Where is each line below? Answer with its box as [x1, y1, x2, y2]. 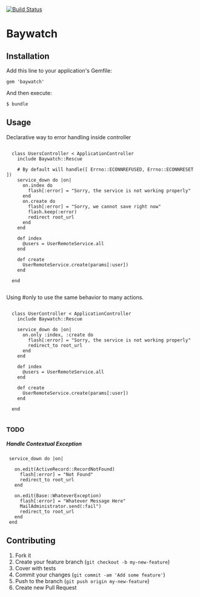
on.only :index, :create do [22, 332, 94, 338]
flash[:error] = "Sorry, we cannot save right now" [28, 203, 162, 209]
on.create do [22, 198, 56, 204]
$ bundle [6, 101, 28, 107]
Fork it [15, 552, 32, 559]
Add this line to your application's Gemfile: [6, 67, 112, 74]
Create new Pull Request [15, 584, 77, 591]
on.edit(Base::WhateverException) [14, 492, 102, 499]
